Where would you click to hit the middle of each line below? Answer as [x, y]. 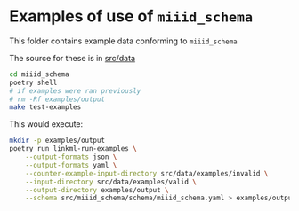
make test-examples [45, 107]
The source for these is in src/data [73, 58]
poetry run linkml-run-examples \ [73, 149]
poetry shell [33, 82]
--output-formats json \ [71, 157]
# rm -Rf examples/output [57, 99]
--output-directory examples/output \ [97, 190]
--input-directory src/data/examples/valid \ [111, 182]
